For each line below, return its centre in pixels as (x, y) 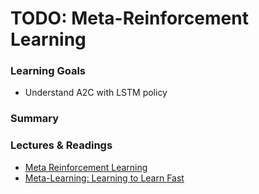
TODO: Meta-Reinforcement (129, 18)
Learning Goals (48, 71)
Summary (35, 119)
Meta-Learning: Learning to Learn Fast (104, 178)
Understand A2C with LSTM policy (96, 93)
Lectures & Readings (61, 145)
